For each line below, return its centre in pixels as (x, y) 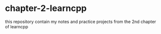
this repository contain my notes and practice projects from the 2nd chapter (80, 22)
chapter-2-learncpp (46, 8)
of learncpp (16, 26)
